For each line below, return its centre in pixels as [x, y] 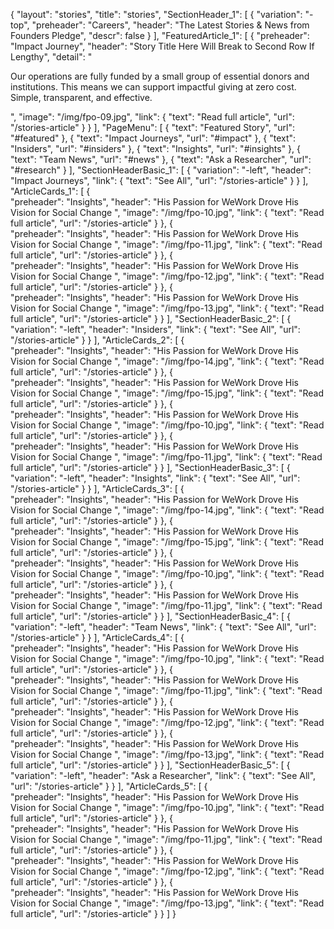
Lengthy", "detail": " [51, 57]
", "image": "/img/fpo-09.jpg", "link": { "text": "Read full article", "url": [152, 117]
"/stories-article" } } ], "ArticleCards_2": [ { [97, 340]
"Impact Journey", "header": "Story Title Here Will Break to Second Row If [162, 46]
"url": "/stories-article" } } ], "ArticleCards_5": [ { [109, 786]
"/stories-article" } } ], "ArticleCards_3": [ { [97, 488]
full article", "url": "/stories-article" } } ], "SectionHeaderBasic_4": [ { [150, 616]
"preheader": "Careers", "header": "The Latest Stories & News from [170, 25]
